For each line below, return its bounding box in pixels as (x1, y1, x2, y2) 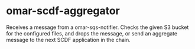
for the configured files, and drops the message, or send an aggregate (6, 30, 178, 37)
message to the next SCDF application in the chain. (6, 36, 131, 43)
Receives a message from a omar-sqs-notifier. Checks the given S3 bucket (6, 24, 189, 31)
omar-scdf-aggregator (6, 4, 120, 18)
